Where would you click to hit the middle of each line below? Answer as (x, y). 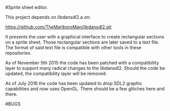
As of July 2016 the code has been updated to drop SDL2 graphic (74, 83)
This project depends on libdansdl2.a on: (48, 17)
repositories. (19, 53)
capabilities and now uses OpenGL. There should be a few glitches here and (85, 89)
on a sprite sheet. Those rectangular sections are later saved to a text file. (82, 42)
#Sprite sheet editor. (27, 7)
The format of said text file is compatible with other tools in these (73, 47)
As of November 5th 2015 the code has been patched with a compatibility (82, 63)
